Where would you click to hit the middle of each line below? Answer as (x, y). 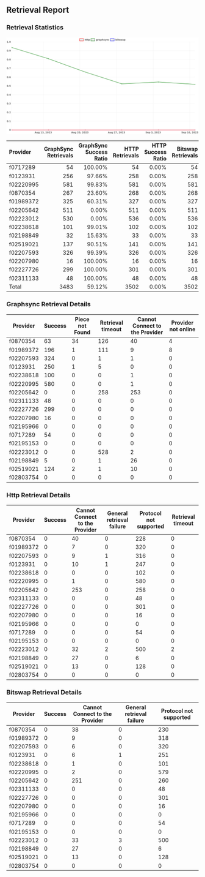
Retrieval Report (38, 10)
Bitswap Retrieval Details (44, 693)
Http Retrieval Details (38, 495)
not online (182, 329)
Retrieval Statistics (35, 28)
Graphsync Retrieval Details (49, 304)
